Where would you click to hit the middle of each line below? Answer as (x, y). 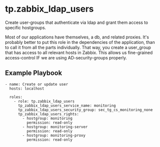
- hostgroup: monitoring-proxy (54, 135)
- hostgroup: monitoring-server (55, 127)
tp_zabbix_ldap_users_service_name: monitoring (67, 106)
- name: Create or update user (37, 84)
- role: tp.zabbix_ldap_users (44, 101)
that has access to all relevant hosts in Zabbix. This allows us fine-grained (79, 53)
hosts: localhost (27, 89)
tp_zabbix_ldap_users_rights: (48, 114)
